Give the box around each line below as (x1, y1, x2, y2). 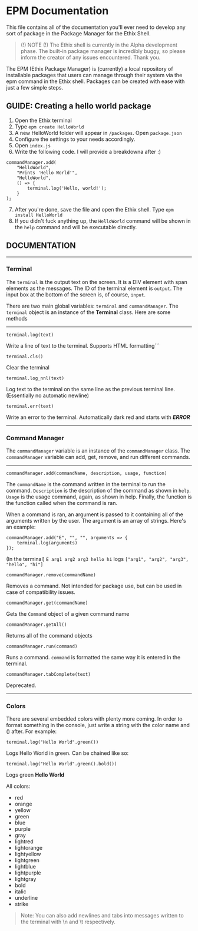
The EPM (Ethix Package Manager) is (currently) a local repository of (6, 65, 173, 72)
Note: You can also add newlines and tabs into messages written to (20, 912, 184, 919)
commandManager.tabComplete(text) (6, 672, 91, 678)
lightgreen (14, 857, 40, 864)
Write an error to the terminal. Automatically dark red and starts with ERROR (6, 414, 190, 421)
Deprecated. (6, 682, 37, 689)
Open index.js (14, 141, 51, 148)
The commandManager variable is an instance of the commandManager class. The (6, 447, 190, 454)
